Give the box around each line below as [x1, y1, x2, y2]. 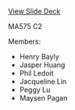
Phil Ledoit [19, 69, 54, 77]
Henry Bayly [19, 52, 60, 61]
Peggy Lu [19, 85, 51, 94]
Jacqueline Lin [19, 77, 67, 86]
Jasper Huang [19, 60, 66, 69]
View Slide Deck [8, 7, 61, 16]
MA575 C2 [8, 22, 43, 30]
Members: [8, 37, 41, 46]
